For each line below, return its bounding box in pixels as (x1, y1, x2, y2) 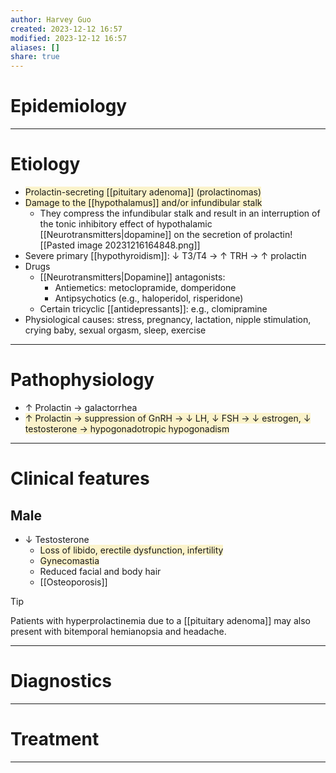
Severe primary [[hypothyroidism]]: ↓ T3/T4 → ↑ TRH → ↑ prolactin (24, 250, 307, 261)
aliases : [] (10, 42, 60, 53)
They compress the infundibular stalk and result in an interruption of (39, 207, 321, 219)
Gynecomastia (39, 554, 100, 566)
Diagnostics (10, 670, 113, 693)
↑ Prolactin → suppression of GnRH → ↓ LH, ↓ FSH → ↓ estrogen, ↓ (24, 412, 312, 424)
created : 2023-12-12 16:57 (10, 24, 123, 34)
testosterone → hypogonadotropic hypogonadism (24, 422, 230, 435)
